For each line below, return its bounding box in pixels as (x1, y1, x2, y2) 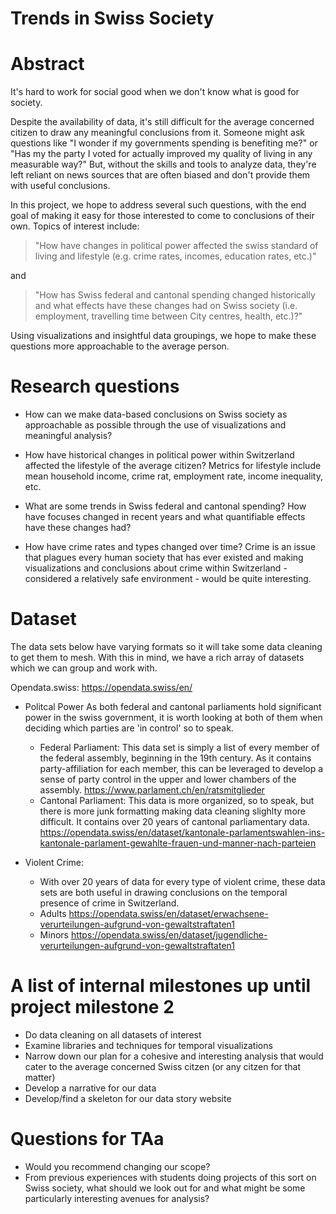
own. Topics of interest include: (10, 220, 140, 232)
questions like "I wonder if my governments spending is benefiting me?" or (10, 137, 318, 149)
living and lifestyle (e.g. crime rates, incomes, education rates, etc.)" (34, 250, 317, 262)
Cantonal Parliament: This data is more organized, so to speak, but (39, 795, 315, 806)
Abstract (10, 53, 85, 76)
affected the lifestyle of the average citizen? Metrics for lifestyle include (24, 460, 322, 472)
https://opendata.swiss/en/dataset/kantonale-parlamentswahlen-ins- (39, 827, 326, 838)
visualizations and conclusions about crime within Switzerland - (24, 562, 288, 574)
